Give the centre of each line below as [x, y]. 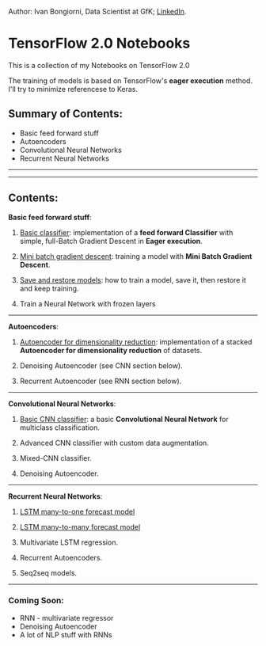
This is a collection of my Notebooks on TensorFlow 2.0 [99, 65]
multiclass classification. [60, 427]
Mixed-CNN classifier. [56, 458]
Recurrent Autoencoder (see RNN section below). [101, 381]
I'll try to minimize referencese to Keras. [73, 89]
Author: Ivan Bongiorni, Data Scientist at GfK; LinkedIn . [97, 11]
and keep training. [49, 288]
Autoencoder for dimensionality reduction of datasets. [111, 350]
